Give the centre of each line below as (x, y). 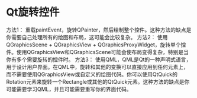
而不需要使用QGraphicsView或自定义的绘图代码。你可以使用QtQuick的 (92, 74)
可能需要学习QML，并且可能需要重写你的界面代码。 (69, 89)
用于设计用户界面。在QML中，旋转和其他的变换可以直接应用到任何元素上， (98, 67)
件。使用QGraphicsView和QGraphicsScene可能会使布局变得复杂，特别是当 (98, 52)
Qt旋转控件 (33, 12)
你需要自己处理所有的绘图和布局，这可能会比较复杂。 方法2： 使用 (87, 37)
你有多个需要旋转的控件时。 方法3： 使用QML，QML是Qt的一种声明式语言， (99, 59)
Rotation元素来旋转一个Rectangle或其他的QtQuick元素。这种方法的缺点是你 (98, 81)
